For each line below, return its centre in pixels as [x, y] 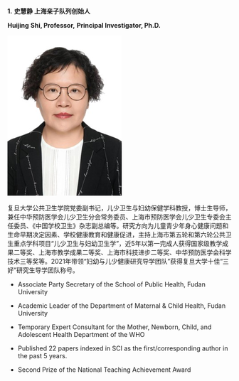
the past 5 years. [42, 356]
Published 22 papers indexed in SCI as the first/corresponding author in [123, 348]
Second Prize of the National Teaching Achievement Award [104, 370]
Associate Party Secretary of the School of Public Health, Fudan [112, 284]
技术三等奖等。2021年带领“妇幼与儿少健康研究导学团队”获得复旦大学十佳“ [115, 261]
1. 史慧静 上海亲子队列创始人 [49, 11]
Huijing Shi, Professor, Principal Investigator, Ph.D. [84, 25]
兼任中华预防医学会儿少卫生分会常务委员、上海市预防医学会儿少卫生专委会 [116, 217]
